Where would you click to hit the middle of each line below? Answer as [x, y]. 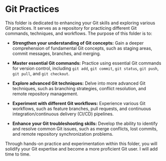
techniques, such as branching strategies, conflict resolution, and [79, 88]
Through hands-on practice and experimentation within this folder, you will [81, 143]
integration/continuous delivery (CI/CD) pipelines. [63, 114]
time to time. [18, 154]
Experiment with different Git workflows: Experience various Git [79, 103]
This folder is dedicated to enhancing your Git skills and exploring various [80, 23]
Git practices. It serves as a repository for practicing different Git [71, 28]
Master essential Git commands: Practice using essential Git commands [87, 63]
